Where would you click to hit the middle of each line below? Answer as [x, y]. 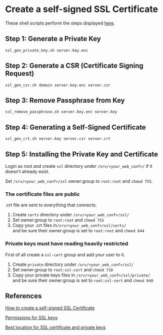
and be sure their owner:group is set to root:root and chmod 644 [78, 231]
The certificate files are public [42, 194]
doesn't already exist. [27, 172]
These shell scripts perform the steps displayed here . [60, 23]
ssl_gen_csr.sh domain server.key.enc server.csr [58, 85]
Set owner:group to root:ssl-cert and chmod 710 [63, 269]
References [23, 296]
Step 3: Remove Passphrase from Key [65, 100]
